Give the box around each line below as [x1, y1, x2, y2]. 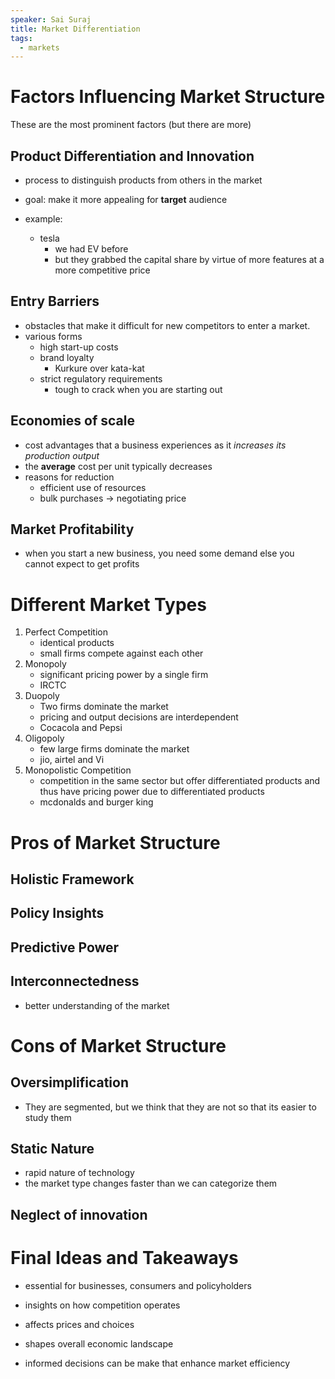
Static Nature [10, 1140, 95, 1157]
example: [24, 213, 63, 225]
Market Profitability [10, 521, 135, 538]
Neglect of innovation [10, 1206, 148, 1223]
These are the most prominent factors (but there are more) [10, 119, 252, 131]
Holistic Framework [10, 871, 135, 888]
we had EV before [54, 243, 129, 255]
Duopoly [24, 690, 60, 702]
